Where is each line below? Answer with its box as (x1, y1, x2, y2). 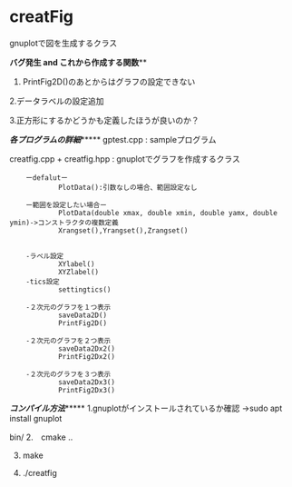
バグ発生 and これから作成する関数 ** (9, 56, 148, 67)
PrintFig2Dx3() (57, 385, 116, 394)
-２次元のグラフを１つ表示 (25, 303, 112, 312)
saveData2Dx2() (57, 343, 116, 353)
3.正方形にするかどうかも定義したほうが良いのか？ (9, 114, 200, 125)
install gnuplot (9, 412, 63, 423)
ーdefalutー (25, 173, 68, 183)
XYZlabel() (57, 267, 100, 276)
